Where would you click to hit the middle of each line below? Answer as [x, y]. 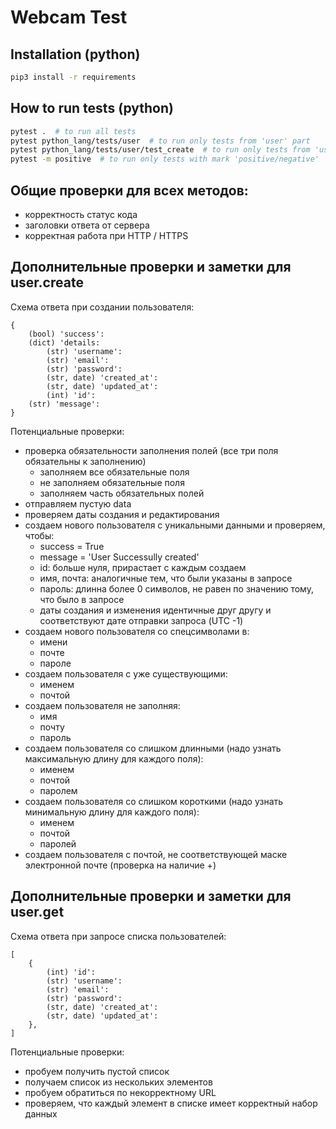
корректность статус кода [81, 214]
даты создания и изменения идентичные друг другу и [155, 610]
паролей [58, 843]
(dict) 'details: [64, 342]
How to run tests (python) [92, 108]
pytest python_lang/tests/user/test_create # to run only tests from [160, 150]
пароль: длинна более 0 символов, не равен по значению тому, [176, 588]
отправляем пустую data [78, 503]
